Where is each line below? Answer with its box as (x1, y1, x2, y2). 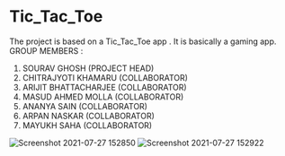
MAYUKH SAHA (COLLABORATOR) (22, 119, 153, 131)
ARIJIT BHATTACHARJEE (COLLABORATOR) (22, 82, 187, 92)
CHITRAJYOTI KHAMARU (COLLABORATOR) (22, 72, 189, 82)
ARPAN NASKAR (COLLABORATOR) (22, 110, 156, 121)
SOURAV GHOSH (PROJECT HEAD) (22, 63, 155, 74)
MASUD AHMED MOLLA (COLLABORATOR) (22, 91, 184, 102)
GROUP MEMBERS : (9, 45, 84, 56)
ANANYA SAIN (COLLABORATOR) (22, 100, 148, 111)
